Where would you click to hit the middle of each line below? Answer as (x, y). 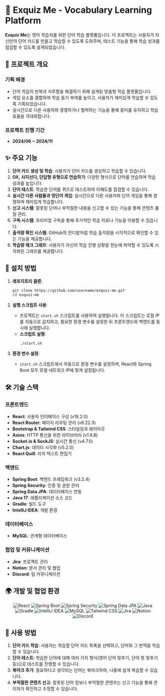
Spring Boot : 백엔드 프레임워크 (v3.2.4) (51, 479)
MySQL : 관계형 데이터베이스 (40, 536)
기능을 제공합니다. (35, 239)
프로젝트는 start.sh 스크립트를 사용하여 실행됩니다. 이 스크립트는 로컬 (87, 315)
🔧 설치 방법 (21, 268)
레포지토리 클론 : (27, 281)
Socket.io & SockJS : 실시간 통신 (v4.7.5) (52, 441)
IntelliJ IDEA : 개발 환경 (35, 510)
